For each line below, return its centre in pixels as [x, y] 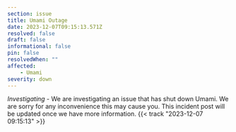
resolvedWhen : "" [33, 60]
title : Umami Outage [38, 20]
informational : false [39, 46]
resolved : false [31, 33]
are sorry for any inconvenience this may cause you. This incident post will [116, 107]
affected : [22, 66]
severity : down [30, 79]
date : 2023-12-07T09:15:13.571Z [55, 27]
